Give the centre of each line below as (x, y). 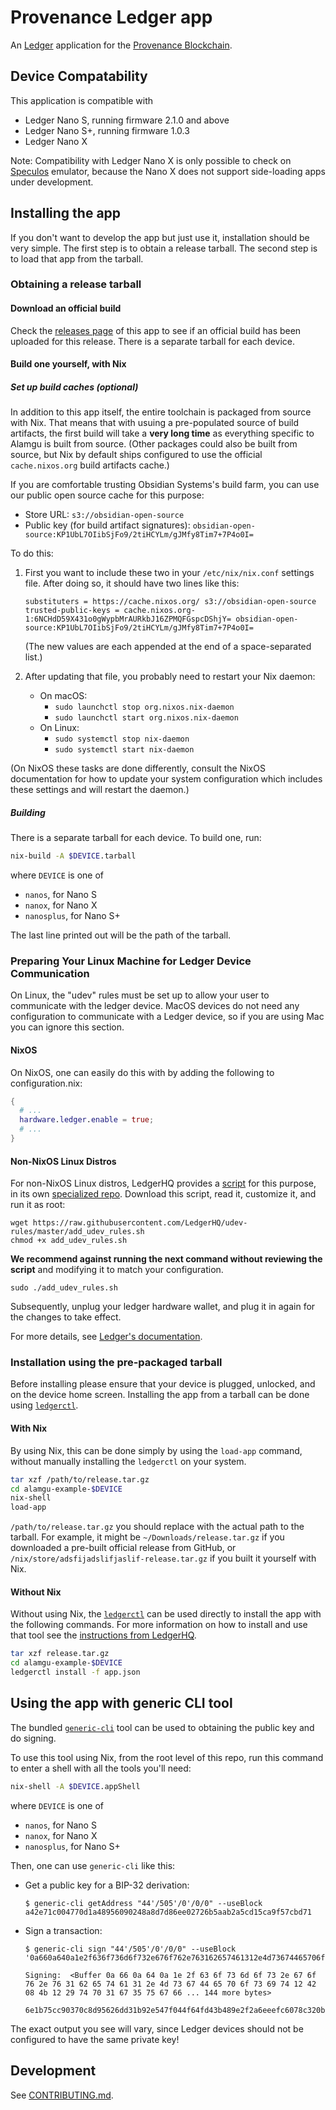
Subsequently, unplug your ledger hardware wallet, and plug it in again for (163, 1307)
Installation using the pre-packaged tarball (116, 1363)
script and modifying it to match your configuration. (117, 1270)
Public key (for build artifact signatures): (107, 525)
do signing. (33, 1738)
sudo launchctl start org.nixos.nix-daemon (146, 718)
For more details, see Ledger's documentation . (106, 1337)
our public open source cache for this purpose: (107, 495)
